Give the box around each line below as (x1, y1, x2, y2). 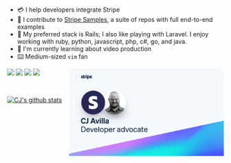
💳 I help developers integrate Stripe (16, 6, 120, 14)
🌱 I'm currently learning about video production (16, 45, 152, 53)
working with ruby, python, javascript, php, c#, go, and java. (16, 37, 187, 45)
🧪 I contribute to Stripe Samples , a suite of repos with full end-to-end (16, 16, 213, 23)
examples (16, 23, 45, 31)
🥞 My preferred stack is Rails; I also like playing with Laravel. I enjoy (16, 30, 209, 38)
